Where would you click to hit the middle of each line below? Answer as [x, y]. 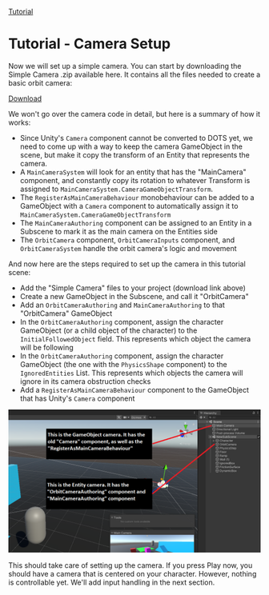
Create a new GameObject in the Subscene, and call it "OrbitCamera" [134, 296]
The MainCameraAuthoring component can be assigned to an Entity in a [136, 222]
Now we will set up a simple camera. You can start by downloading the [125, 66]
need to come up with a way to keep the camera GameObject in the [131, 146]
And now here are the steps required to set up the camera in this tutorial [127, 264]
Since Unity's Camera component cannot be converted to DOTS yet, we [137, 138]
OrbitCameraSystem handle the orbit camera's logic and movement [128, 248]
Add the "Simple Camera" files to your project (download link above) [133, 288]
